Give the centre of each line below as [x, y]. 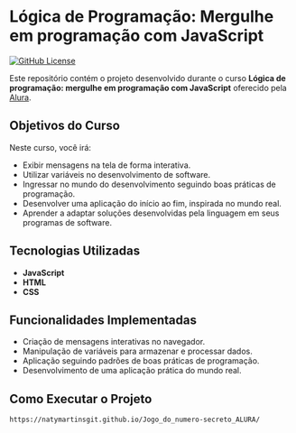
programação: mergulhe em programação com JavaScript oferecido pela [148, 88]
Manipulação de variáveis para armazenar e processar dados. [137, 351]
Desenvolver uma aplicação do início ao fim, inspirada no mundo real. [152, 203]
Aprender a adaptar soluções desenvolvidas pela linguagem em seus [151, 213]
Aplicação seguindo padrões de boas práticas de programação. [141, 361]
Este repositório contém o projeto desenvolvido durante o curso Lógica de [148, 78]
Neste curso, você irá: [51, 147]
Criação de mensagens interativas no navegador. [114, 342]
